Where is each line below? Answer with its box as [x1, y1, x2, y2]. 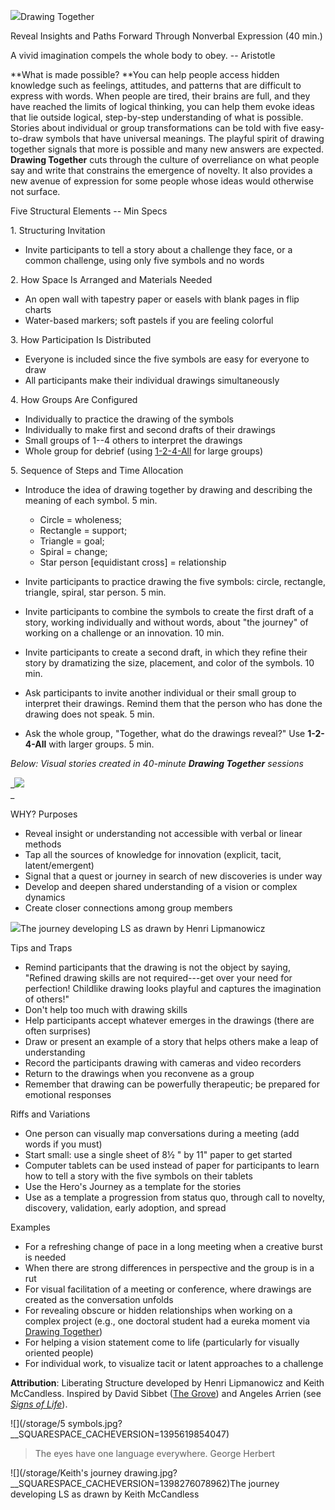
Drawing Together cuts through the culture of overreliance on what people [10, 154, 320, 165]
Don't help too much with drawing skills [24, 1004, 188, 1015]
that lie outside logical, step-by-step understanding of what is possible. [10, 111, 304, 123]
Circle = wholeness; [39, 514, 123, 525]
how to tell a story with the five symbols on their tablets [24, 1170, 253, 1182]
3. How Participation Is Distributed [10, 334, 152, 345]
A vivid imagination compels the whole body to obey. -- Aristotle [10, 50, 276, 61]
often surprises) [24, 1025, 92, 1037]
